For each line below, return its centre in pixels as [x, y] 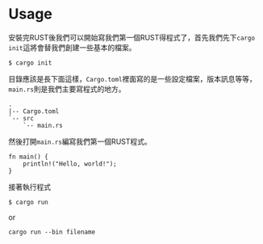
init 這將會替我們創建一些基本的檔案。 [72, 47]
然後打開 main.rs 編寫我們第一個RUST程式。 [80, 141]
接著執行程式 [29, 187]
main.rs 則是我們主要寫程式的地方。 [67, 89]
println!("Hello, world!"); [70, 164]
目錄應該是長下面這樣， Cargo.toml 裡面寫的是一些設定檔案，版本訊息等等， [132, 78]
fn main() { [28, 157]
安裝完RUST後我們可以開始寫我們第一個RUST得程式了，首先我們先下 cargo [132, 37]
